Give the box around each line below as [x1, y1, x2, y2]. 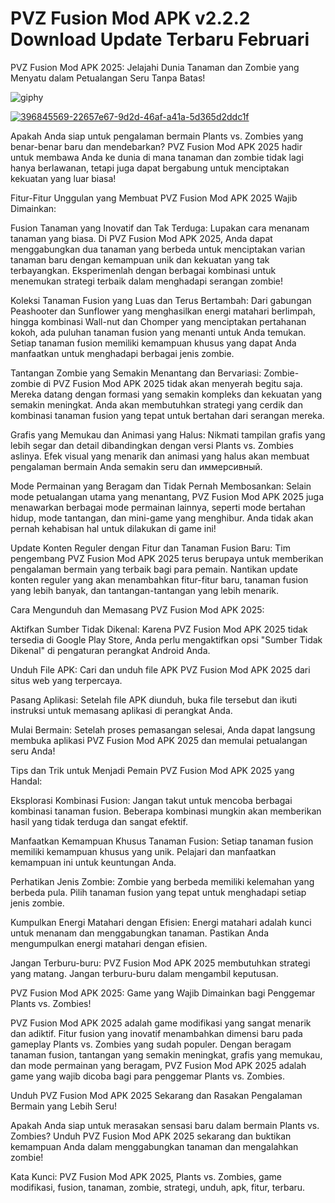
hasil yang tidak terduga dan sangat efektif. [10, 815, 188, 827]
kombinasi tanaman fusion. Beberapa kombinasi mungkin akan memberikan [10, 805, 322, 817]
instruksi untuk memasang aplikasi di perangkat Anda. [10, 704, 233, 716]
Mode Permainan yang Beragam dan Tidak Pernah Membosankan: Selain [10, 480, 312, 492]
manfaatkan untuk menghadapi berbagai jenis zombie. [10, 347, 235, 359]
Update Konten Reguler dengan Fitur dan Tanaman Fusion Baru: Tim [10, 542, 291, 554]
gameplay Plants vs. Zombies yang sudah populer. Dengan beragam [10, 1038, 292, 1050]
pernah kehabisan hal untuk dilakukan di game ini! [10, 522, 217, 534]
